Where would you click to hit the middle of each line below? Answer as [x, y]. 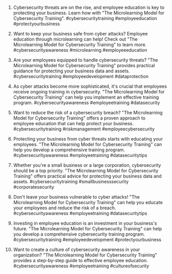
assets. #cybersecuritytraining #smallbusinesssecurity [71, 181]
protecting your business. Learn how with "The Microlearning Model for [89, 13]
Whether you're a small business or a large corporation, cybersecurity [87, 165]
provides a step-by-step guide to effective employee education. [80, 260]
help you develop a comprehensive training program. [69, 150]
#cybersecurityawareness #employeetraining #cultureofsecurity [81, 266]
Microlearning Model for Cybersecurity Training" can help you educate [88, 202]
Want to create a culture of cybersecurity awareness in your [77, 249]
